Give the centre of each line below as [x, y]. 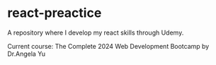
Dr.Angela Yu [27, 54]
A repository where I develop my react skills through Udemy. [96, 32]
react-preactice [55, 13]
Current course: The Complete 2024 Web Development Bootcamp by [108, 46]
